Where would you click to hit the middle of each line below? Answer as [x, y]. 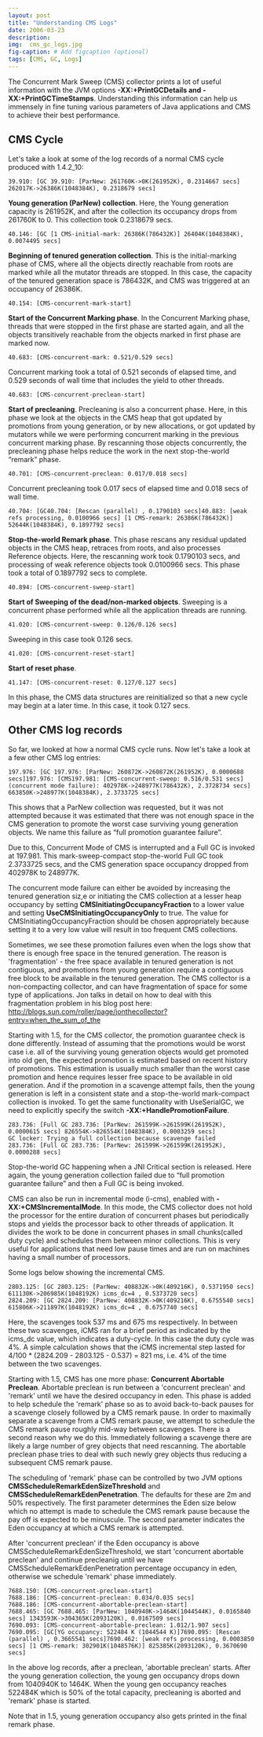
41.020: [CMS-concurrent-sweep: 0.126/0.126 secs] [93, 624]
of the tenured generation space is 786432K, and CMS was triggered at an [129, 281]
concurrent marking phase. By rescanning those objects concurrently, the [128, 443]
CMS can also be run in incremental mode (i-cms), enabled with [111, 1199]
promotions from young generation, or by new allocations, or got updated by [132, 426]
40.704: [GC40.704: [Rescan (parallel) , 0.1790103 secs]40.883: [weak [128, 511]
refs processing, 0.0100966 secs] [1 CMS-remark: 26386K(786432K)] [121, 518]
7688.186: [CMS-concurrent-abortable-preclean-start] [98, 1604]
